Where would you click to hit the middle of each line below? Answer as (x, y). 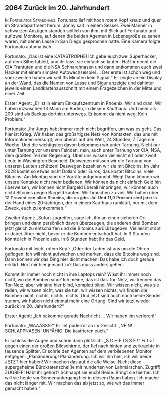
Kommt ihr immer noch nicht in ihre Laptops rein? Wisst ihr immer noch (78, 274)
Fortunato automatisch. (29, 46)
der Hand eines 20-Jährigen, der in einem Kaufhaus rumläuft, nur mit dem (81, 203)
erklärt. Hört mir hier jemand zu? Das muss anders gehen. (65, 264)
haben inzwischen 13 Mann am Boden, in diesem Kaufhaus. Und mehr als (81, 108)
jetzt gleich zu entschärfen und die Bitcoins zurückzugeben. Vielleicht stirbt (83, 228)
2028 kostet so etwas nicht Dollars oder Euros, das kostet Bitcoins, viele (79, 171)
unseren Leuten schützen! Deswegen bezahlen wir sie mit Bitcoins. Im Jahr (82, 166)
